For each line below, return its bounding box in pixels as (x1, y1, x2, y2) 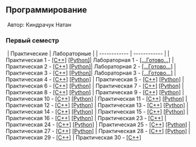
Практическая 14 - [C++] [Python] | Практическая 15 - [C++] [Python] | (5, 108, 189, 115)
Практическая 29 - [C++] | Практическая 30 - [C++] (5, 134, 141, 142)
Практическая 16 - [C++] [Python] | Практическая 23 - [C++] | (5, 115, 167, 122)
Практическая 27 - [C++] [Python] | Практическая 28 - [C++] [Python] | (5, 128, 191, 135)
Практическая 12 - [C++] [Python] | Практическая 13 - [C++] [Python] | (5, 101, 189, 109)
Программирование (5, 5, 88, 15)
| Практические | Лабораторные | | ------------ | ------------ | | (7, 50, 170, 57)
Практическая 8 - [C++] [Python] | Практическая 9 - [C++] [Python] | (5, 89, 184, 96)
